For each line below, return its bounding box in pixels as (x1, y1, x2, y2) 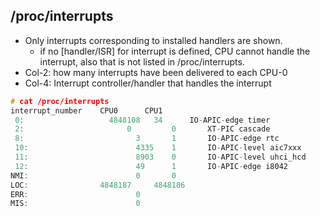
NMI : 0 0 (10, 170, 177, 181)
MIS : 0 (10, 199, 141, 209)
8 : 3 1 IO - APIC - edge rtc (14, 134, 280, 144)
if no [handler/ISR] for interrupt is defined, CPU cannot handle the (39, 45, 311, 57)
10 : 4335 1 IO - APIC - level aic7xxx (14, 143, 302, 153)
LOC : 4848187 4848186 (10, 180, 186, 190)
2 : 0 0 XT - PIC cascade (14, 124, 271, 134)
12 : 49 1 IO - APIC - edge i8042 (14, 161, 288, 171)
